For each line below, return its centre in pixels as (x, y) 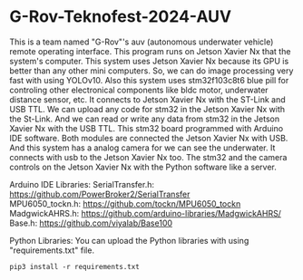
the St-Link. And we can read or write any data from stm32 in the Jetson (144, 119)
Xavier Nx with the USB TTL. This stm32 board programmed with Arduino (147, 128)
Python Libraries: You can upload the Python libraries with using (129, 240)
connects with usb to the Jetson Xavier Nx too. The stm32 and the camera (148, 157)
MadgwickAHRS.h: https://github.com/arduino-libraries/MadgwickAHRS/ (145, 213)
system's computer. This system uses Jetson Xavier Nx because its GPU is (149, 61)
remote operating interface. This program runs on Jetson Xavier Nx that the (150, 51)
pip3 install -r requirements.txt (75, 266)
